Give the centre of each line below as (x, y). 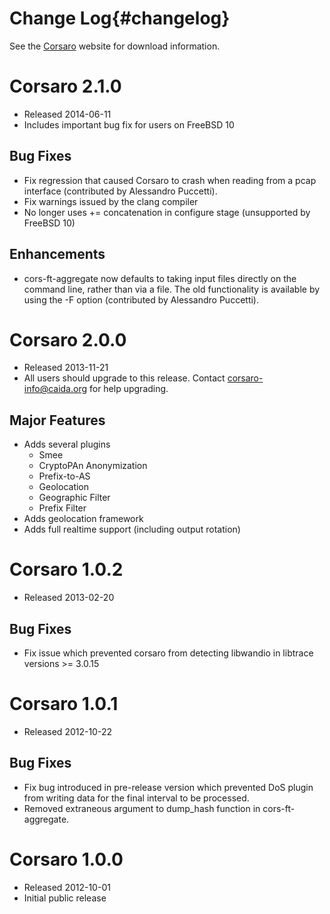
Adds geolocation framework (83, 519)
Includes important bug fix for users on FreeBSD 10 (129, 124)
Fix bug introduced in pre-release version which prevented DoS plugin (168, 787)
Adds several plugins (67, 444)
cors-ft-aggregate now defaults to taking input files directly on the (160, 278)
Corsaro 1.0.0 (66, 859)
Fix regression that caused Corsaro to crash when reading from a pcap (170, 180)
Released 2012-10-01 (67, 887)
